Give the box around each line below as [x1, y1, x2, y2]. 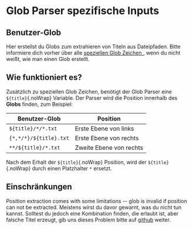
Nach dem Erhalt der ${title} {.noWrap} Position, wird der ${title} [6, 159, 169, 166]
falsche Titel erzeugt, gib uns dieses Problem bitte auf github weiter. [6, 216, 171, 223]
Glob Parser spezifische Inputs [6, 4, 160, 18]
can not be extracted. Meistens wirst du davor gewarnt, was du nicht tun [6, 204, 182, 211]
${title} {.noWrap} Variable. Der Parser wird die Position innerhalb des [6, 94, 178, 101]
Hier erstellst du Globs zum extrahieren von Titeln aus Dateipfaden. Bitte [6, 43, 181, 50]
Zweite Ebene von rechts [75, 143, 144, 151]
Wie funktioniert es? [6, 72, 82, 83]
